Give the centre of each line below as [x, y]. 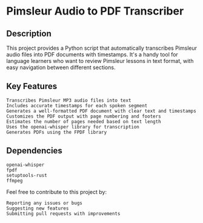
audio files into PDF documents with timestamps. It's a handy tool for [92, 55]
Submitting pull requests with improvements [63, 213]
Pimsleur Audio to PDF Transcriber [95, 11]
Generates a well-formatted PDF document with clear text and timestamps [101, 111]
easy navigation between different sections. [61, 67]
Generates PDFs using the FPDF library [57, 132]
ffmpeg [15, 181]
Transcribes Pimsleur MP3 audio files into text [69, 100]
